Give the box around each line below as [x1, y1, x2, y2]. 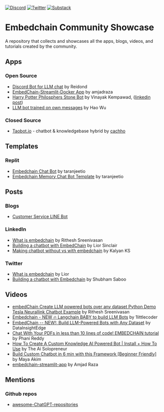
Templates [5, 142, 38, 151]
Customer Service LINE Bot [12, 214, 68, 220]
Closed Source [5, 117, 41, 124]
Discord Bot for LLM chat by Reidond [12, 84, 88, 90]
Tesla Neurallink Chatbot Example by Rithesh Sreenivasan [12, 309, 130, 315]
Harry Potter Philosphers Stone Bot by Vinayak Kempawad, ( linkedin [12, 94, 151, 100]
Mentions [5, 376, 35, 384]
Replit [5, 157, 20, 164]
